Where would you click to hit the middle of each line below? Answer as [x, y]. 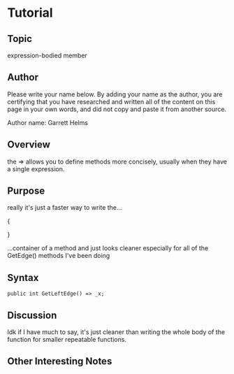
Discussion [32, 315]
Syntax [23, 278]
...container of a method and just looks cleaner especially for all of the [108, 248]
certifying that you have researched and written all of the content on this [111, 101]
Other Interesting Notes [60, 361]
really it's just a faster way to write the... [65, 208]
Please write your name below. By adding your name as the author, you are [115, 94]
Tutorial [30, 13]
